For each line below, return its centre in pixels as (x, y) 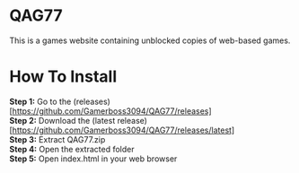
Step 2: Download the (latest (62, 120)
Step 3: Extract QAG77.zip (57, 139)
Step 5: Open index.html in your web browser (93, 159)
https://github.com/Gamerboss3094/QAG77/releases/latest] (123, 130)
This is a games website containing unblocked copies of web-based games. (150, 40)
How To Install (63, 77)
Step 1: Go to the (40, 101)
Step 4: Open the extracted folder (72, 149)
